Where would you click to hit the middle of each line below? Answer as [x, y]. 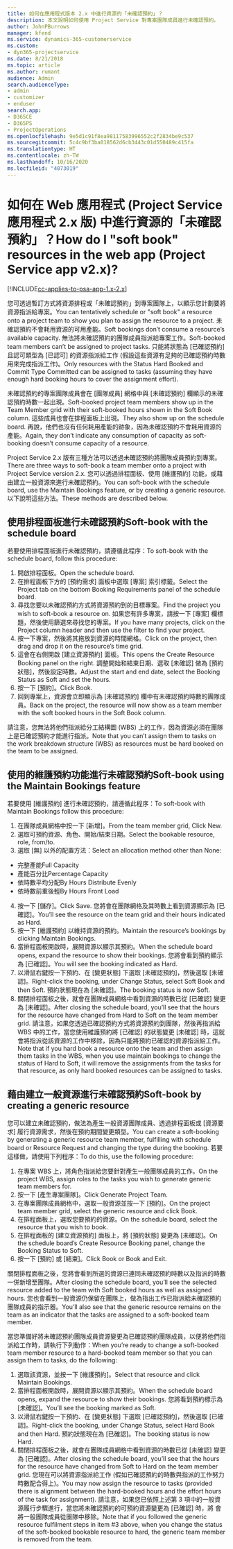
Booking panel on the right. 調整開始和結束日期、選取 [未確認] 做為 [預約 [120, 663]
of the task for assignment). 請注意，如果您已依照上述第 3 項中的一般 [116, 1499]
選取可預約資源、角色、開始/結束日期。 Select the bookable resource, [116, 835]
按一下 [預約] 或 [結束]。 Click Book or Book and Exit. [92, 1259]
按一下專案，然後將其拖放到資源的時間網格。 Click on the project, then [117, 638]
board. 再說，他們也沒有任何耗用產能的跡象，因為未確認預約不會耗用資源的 [114, 427]
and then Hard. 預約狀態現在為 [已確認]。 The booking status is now [113, 1434]
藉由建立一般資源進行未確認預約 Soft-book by [104, 1094]
